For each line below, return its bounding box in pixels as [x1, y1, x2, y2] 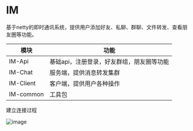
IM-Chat [9, 68, 33, 76]
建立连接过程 [6, 106, 37, 113]
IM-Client [9, 79, 36, 87]
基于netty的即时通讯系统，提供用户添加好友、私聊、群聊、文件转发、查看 [6, 23, 182, 30]
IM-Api [9, 57, 29, 65]
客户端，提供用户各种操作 [49, 80, 120, 88]
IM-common [9, 90, 44, 98]
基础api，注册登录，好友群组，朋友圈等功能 [49, 57, 170, 65]
